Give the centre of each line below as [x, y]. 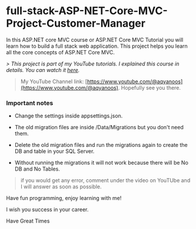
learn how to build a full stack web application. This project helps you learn [97, 46]
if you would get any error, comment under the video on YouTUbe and [105, 181]
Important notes [30, 103]
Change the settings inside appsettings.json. [69, 116]
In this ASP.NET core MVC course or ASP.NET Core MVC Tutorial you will [95, 40]
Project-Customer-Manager [76, 23]
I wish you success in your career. [47, 210]
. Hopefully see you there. [150, 87]
